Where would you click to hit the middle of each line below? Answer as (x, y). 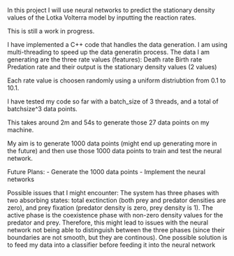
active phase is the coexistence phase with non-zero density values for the (115, 215)
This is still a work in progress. (51, 31)
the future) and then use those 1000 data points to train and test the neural (115, 151)
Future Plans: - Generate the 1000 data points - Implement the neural (107, 172)
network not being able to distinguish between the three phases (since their (116, 230)
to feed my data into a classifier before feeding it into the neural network (111, 245)
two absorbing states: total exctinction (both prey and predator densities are (117, 200)
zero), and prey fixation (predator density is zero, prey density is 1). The (110, 208)
